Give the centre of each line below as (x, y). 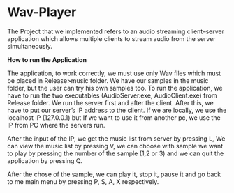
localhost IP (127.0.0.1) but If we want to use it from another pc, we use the (114, 117)
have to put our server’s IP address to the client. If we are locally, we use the (117, 110)
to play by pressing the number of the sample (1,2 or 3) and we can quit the (116, 153)
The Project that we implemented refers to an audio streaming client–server (116, 31)
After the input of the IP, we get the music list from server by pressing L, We (116, 138)
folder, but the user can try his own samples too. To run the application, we (115, 88)
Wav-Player (42, 12)
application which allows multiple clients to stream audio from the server (111, 38)
